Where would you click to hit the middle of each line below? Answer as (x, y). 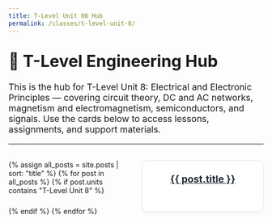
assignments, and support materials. (85, 129)
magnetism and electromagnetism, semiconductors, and (126, 108)
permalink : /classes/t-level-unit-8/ (72, 23)
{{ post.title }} (203, 179)
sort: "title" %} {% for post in (56, 173)
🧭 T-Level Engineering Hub (113, 61)
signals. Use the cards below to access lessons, (109, 118)
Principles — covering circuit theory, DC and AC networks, (131, 97)
